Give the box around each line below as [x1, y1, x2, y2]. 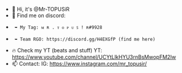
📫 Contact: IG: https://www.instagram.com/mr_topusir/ [11, 60, 147, 67]
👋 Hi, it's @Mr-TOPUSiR [11, 6, 70, 12]
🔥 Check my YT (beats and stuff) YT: [11, 47, 103, 53]
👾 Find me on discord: [11, 12, 66, 19]
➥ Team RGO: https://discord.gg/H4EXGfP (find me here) [14, 36, 156, 42]
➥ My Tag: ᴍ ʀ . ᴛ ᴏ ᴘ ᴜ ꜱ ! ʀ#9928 [14, 24, 103, 30]
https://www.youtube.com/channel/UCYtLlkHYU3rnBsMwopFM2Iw [11, 53, 177, 61]
